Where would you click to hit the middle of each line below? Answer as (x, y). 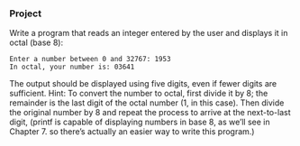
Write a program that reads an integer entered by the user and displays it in (149, 33)
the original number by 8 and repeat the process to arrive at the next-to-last (150, 113)
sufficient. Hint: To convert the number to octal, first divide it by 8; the (139, 94)
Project (26, 14)
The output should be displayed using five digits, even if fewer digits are (143, 84)
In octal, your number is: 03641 (72, 67)
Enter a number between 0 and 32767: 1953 (90, 59)
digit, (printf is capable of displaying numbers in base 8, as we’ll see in (140, 122)
